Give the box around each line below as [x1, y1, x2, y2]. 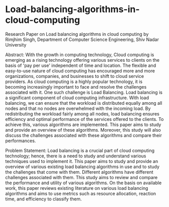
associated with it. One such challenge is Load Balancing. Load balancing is [5, 89, 163, 95]
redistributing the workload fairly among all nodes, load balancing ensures [5, 110, 160, 117]
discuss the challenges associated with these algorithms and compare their [5, 132, 162, 138]
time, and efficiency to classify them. [5, 196, 82, 202]
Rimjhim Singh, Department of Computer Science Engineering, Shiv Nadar [5, 36, 159, 43]
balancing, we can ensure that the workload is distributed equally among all [5, 100, 162, 106]
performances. [5, 138, 36, 144]
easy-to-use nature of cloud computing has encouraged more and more [5, 67, 155, 74]
